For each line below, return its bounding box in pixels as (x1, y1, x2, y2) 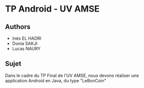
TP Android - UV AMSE (5, 3, 100, 15)
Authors (5, 23, 31, 31)
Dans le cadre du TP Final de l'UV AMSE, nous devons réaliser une (5, 73, 139, 78)
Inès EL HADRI (12, 35, 41, 41)
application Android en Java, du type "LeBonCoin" (5, 77, 106, 83)
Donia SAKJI (12, 41, 38, 46)
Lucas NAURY (12, 46, 41, 51)
